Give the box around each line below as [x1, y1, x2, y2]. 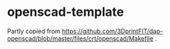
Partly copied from [7, 27, 61, 35]
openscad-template [7, 4, 124, 20]
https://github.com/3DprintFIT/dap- [61, 27, 163, 35]
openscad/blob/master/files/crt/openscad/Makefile [7, 34, 154, 42]
